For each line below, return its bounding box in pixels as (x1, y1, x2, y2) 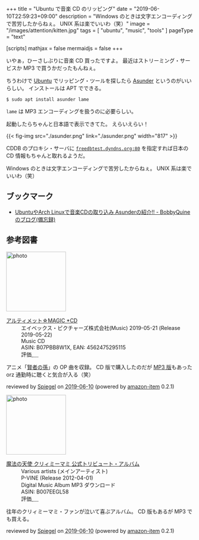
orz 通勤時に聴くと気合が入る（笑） (6, 371, 94, 378)
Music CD (21, 337, 45, 344)
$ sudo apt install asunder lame (6, 97, 89, 103)
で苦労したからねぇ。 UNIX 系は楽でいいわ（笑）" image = (6, 20, 151, 27)
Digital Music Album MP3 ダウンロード (21, 481, 116, 488)
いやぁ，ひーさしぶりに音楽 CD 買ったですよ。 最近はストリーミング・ (6, 57, 181, 64)
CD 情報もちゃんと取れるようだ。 (6, 152, 88, 159)
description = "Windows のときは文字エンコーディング (58, 13, 192, 20)
